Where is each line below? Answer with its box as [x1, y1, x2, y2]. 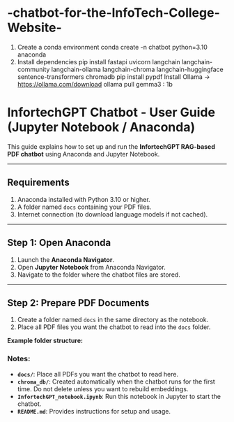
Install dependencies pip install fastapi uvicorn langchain [17, 57, 180, 66]
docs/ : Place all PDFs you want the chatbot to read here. [17, 370, 179, 378]
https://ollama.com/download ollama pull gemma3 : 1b [17, 80, 173, 88]
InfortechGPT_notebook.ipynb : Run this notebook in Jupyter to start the [17, 392, 221, 400]
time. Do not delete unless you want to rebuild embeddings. [17, 384, 189, 393]
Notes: [7, 354, 31, 364]
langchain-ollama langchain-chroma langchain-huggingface [51, 65, 224, 73]
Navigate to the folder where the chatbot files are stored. [17, 270, 181, 279]
